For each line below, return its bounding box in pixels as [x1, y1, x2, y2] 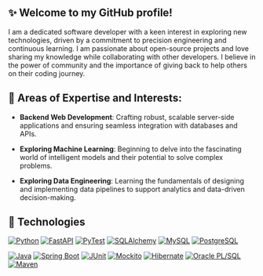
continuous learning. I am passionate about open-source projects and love [8, 43, 250, 53]
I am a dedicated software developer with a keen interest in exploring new [8, 27, 247, 36]
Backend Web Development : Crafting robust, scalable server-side [19, 112, 235, 122]
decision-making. [19, 192, 76, 202]
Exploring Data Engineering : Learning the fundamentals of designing [19, 176, 245, 185]
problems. [19, 161, 53, 170]
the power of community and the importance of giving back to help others [8, 60, 247, 70]
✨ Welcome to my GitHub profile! [8, 6, 173, 20]
